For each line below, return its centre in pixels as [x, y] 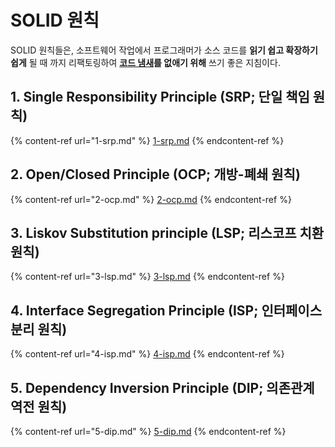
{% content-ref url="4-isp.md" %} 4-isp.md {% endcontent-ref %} [147, 354]
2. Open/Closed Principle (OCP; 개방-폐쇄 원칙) [155, 174]
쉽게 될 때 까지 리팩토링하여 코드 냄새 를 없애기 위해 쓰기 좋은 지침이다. [145, 62]
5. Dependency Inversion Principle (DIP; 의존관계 [162, 387]
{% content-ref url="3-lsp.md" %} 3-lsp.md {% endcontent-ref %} [147, 277]
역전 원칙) [39, 406]
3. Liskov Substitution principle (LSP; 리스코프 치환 [167, 232]
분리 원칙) [39, 329]
